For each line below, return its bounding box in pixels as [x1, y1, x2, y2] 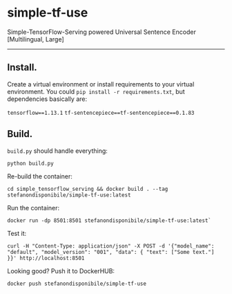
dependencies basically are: [7, 95, 88, 103]
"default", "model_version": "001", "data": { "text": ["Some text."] [7, 248, 215, 255]
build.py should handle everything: [7, 147, 108, 155]
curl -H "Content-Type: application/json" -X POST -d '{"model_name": [7, 242, 215, 250]
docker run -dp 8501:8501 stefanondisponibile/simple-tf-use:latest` [7, 217, 212, 224]
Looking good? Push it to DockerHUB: [7, 266, 115, 275]
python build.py [7, 160, 54, 167]
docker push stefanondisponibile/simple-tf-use [7, 280, 147, 287]
